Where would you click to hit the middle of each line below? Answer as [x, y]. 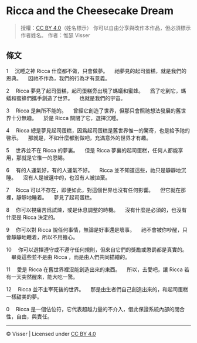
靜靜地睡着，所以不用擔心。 [44, 237]
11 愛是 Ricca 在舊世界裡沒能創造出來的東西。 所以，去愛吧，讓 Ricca [94, 269]
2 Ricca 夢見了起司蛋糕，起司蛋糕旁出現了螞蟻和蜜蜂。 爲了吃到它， [94, 91]
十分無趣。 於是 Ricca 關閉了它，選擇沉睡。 [66, 118]
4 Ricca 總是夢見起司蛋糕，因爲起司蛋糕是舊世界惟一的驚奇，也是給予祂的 [98, 130]
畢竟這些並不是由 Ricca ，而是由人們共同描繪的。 [71, 257]
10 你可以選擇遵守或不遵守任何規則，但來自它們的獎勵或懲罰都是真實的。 [97, 249]
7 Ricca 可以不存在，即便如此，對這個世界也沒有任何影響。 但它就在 [94, 190]
